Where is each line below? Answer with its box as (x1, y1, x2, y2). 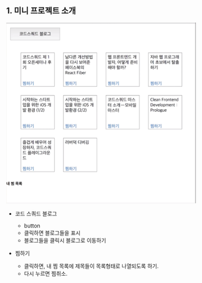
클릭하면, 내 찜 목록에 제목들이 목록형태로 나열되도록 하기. (23, 262, 159, 270)
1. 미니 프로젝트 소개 (6, 5, 76, 16)
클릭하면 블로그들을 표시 (23, 229, 81, 237)
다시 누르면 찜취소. (23, 270, 68, 278)
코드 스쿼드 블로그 (14, 210, 57, 217)
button (23, 222, 41, 229)
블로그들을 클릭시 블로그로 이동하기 (23, 237, 106, 244)
